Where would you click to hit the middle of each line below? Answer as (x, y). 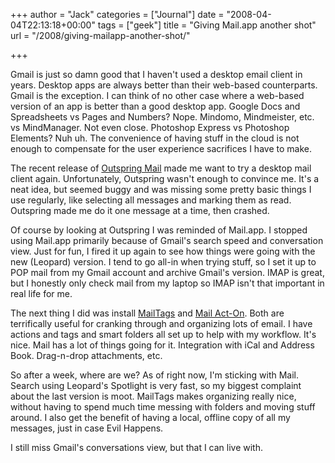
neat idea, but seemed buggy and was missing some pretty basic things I (161, 189)
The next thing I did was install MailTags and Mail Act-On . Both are (147, 313)
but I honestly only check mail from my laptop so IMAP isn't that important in (167, 283)
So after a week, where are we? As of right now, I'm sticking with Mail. (155, 375)
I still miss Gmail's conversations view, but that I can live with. (137, 447)
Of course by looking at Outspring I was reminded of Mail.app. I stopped (159, 230)
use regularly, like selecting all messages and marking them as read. (151, 200)
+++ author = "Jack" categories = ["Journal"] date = (117, 14)
